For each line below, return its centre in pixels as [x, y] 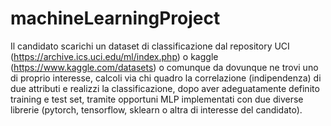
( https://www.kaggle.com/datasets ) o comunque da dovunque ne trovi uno [164, 67]
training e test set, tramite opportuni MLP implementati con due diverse [157, 99]
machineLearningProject [115, 18]
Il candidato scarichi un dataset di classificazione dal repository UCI [150, 46]
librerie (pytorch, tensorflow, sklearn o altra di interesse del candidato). [156, 109]
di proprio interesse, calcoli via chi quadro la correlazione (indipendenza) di [166, 78]
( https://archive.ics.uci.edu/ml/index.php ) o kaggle [114, 56]
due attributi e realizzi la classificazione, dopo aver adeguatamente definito [165, 88]
